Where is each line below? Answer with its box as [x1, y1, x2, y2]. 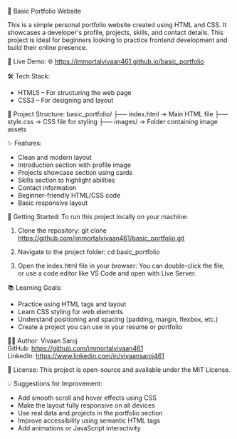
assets [7, 125, 27, 133]
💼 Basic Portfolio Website [7, 7, 82, 15]
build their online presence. [7, 44, 88, 51]
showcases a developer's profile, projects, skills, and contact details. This [7, 29, 224, 36]
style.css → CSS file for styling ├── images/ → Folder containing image [7, 118, 218, 126]
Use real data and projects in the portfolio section [17, 409, 163, 417]
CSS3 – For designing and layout [17, 96, 114, 104]
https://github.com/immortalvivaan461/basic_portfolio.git [17, 234, 185, 242]
